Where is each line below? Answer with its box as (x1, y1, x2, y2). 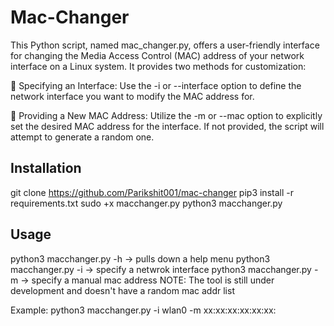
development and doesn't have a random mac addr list (10, 284, 235, 296)
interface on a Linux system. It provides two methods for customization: (10, 60, 307, 72)
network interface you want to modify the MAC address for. (10, 90, 255, 102)
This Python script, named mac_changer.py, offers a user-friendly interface (10, 39, 320, 51)
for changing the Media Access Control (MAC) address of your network (10, 49, 305, 61)
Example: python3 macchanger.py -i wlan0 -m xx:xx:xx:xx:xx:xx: (10, 304, 277, 316)
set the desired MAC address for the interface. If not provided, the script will (10, 120, 325, 132)
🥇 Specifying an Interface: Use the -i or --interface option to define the (10, 79, 302, 91)
